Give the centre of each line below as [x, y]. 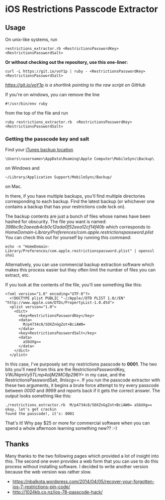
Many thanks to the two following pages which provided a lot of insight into [82, 456]
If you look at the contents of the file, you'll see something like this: [74, 285]
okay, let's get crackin [31, 409]
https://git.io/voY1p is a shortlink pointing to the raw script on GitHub [75, 85]
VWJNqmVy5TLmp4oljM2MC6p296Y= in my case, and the [65, 375]
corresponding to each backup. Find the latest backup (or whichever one [80, 201]
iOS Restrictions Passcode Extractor [82, 9]
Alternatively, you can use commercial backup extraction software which [80, 264]
